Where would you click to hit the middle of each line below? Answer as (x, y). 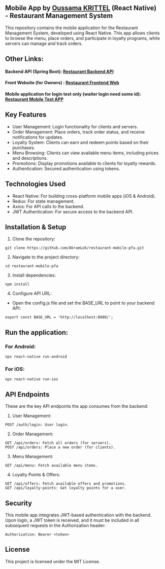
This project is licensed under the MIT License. (53, 561)
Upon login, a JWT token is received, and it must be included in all (72, 520)
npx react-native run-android (36, 357)
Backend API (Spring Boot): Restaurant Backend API (60, 71)
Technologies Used (35, 184)
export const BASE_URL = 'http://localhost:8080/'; (59, 318)
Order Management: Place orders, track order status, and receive (79, 132)
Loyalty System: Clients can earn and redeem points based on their (81, 142)
